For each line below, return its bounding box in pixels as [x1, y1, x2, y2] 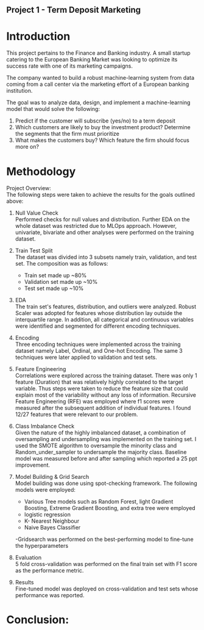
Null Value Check [15, 210, 59, 217]
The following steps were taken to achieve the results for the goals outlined [6, 191, 195, 199]
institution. [6, 87, 33, 94]
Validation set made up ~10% [24, 278, 98, 286]
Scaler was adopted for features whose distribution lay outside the [15, 310, 183, 317]
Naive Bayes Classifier [24, 524, 81, 531]
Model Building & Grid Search [15, 473, 90, 481]
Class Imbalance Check [15, 423, 75, 430]
